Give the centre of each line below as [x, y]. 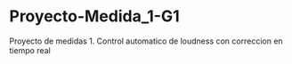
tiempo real [30, 50]
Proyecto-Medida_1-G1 [94, 16]
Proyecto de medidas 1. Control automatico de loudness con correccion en [146, 41]
